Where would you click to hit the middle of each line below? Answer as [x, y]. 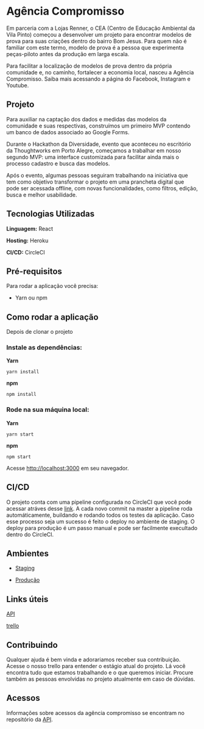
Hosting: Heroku [27, 240]
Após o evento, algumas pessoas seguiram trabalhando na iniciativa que [97, 175]
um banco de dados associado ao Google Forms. [68, 132]
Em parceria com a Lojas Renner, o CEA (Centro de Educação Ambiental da [101, 28]
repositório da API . [30, 719]
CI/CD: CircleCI [26, 252]
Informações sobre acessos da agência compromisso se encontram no [95, 713]
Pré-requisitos [34, 271]
